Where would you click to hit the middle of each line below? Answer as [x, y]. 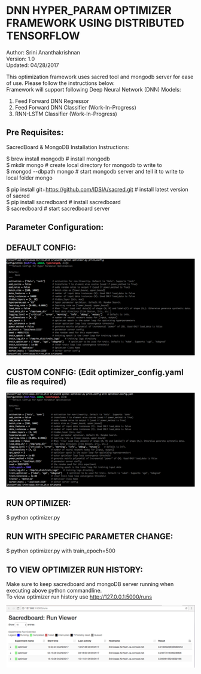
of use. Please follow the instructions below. [60, 83]
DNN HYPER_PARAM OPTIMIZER [89, 10]
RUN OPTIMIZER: [39, 503]
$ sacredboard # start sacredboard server [58, 208]
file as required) [36, 382]
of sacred [18, 196]
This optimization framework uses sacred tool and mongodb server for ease [100, 77]
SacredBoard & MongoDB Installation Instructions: [68, 147]
